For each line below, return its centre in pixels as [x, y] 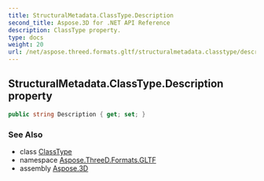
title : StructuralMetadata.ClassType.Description [91, 15]
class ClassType [46, 151]
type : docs [26, 37]
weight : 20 [26, 45]
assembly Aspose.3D [54, 168]
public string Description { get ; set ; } [77, 114]
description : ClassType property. [65, 30]
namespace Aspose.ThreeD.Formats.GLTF [88, 160]
